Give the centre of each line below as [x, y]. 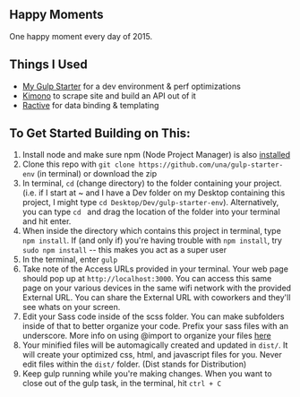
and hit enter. [47, 221]
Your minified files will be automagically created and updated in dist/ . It [155, 345]
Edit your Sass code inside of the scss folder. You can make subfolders [153, 316]
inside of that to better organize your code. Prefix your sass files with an [155, 326]
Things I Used [48, 65]
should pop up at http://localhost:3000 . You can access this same [147, 279]
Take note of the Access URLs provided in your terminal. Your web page [155, 269]
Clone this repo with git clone [78, 164]
